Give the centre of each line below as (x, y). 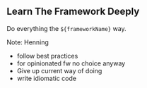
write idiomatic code (47, 78)
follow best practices (47, 56)
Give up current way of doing (59, 70)
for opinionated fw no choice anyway (71, 63)
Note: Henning (28, 42)
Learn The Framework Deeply (73, 12)
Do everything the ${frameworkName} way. (66, 28)
